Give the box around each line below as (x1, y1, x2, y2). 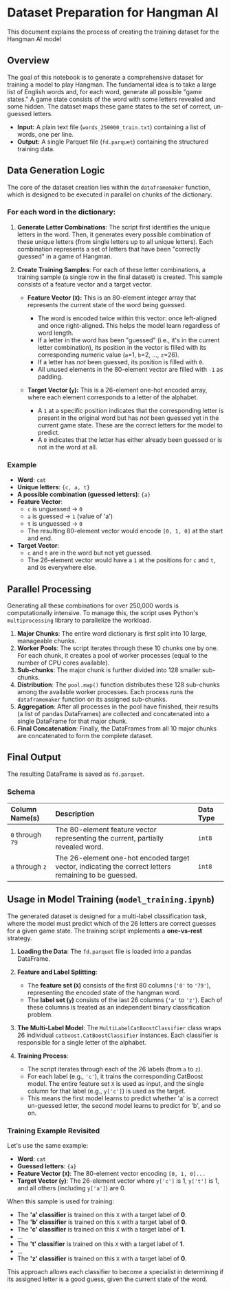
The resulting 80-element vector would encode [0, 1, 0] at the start (27, 527, 223, 535)
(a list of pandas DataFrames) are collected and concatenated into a (16, 709, 210, 718)
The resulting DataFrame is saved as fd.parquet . (7, 770, 145, 778)
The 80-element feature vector (54, 825, 157, 834)
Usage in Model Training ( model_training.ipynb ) (7, 893, 215, 905)
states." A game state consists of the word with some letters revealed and (7, 95, 216, 103)
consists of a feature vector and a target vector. (16, 280, 153, 288)
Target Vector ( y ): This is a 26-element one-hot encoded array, (27, 386, 208, 394)
